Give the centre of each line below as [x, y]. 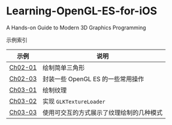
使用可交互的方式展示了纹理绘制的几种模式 [103, 112]
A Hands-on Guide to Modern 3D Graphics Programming [76, 28]
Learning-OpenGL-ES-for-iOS [82, 11]
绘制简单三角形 [64, 68]
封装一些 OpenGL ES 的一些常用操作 [93, 79]
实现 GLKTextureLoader [74, 101]
